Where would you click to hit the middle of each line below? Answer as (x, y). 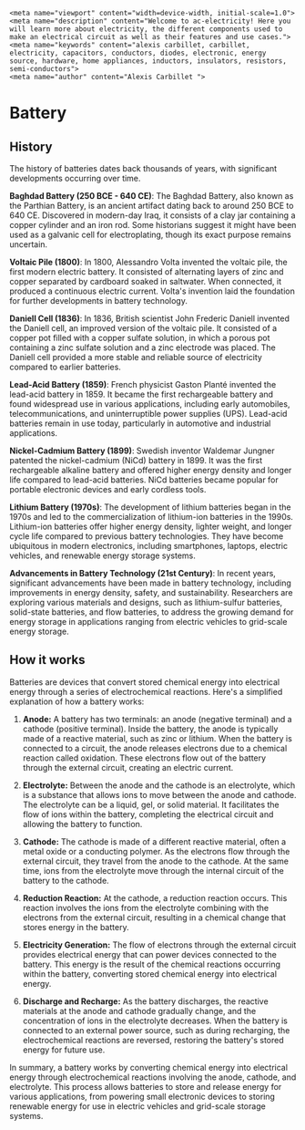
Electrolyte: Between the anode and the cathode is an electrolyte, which (159, 785)
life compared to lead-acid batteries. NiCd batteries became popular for (144, 480)
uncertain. (29, 244)
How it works (47, 660)
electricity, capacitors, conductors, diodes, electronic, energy (138, 53)
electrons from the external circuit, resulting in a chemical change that (154, 917)
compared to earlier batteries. (65, 367)
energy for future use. (64, 1050)
